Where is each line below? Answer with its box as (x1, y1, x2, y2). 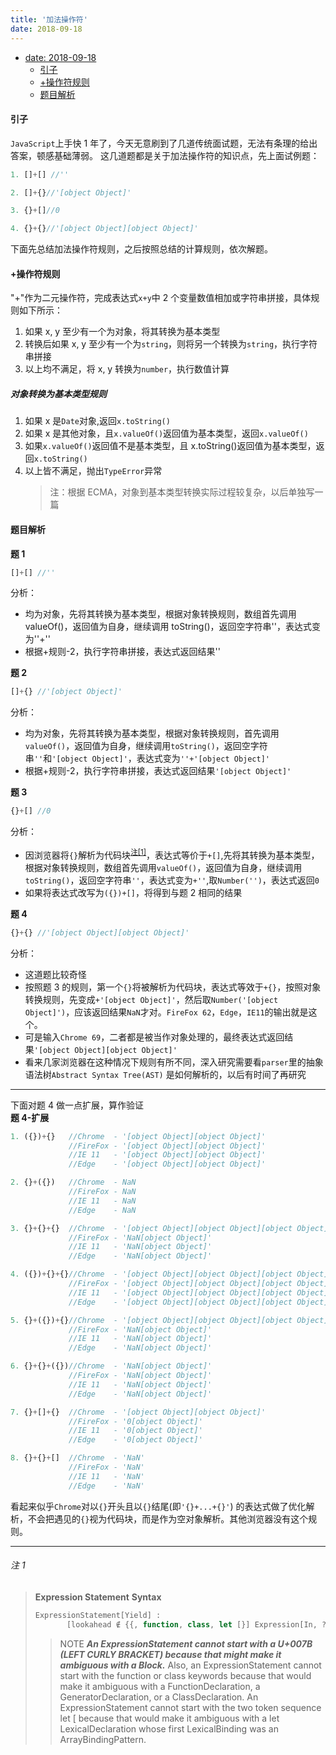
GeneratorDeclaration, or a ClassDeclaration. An (59, 1691, 259, 1703)
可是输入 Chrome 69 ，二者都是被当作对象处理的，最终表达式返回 (24, 1031, 285, 1043)
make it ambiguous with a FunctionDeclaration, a (59, 1680, 261, 1692)
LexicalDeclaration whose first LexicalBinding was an (59, 1722, 279, 1735)
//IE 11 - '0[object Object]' (68, 1426, 203, 1436)
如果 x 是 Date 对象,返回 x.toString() (24, 415, 171, 427)
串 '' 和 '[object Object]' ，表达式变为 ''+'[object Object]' (24, 752, 271, 765)
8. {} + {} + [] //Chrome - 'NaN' (10, 1453, 145, 1463)
